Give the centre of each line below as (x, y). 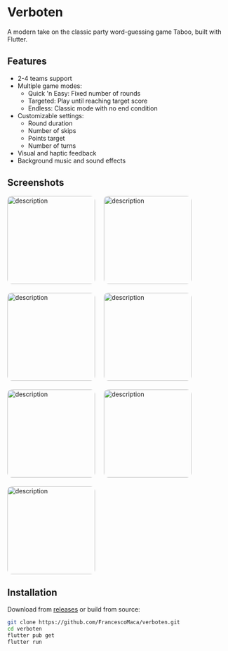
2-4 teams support (45, 78)
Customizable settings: (51, 115)
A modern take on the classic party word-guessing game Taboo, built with (115, 32)
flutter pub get (31, 636)
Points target (46, 138)
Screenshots (36, 183)
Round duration (50, 123)
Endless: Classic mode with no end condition (93, 108)
